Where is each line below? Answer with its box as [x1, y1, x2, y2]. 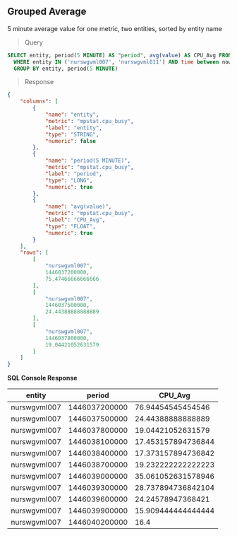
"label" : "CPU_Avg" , [44, 216, 106, 223]
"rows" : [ [20, 249, 49, 257]
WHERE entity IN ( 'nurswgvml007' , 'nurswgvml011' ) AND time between [13, 58, 219, 66]
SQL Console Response [7, 374, 78, 383]
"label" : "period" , [44, 170, 102, 177]
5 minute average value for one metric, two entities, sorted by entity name [7, 24, 222, 33]
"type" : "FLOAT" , [44, 223, 97, 230]
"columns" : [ [20, 98, 59, 105]
